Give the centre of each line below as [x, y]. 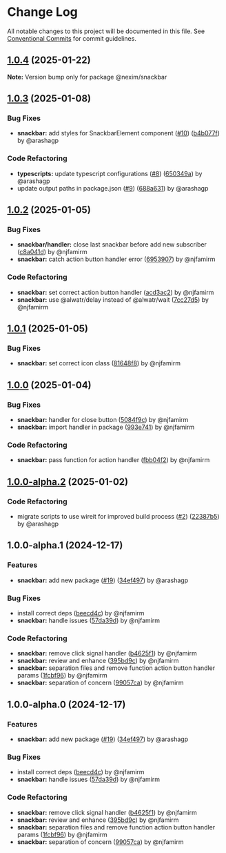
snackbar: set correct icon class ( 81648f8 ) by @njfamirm [99, 363]
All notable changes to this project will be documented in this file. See [106, 31]
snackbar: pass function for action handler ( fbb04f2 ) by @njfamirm [113, 460]
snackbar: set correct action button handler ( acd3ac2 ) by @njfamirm [115, 292]
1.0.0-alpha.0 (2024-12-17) [66, 704]
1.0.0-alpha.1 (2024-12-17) [65, 545]
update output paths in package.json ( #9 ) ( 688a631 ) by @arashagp [113, 188]
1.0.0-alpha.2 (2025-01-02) [68, 482]
